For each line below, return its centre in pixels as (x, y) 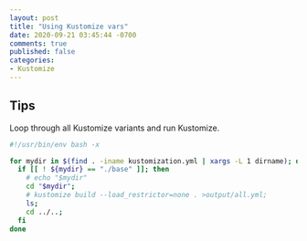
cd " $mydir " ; (51, 187)
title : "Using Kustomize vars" (69, 26)
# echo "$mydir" (57, 178)
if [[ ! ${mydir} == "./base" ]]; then (94, 170)
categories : (32, 60)
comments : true (38, 43)
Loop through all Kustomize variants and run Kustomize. (115, 128)
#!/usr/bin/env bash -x (55, 144)
